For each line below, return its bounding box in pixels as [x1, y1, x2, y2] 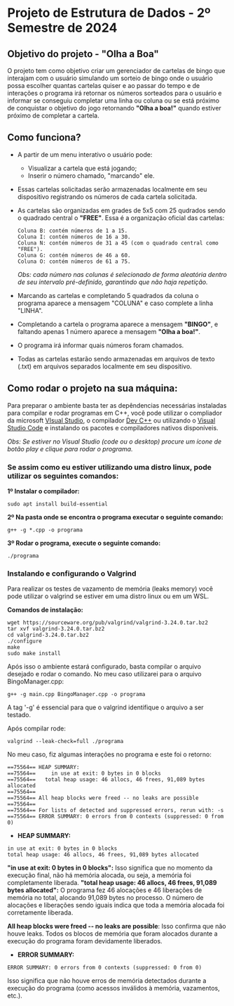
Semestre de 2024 [7, 20, 118, 36]
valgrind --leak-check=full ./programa [7, 738, 124, 745]
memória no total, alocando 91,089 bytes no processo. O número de [7, 894, 204, 902]
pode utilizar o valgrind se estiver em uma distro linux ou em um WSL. [7, 592, 209, 600]
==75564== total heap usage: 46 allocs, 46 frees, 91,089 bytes [7, 776, 205, 783]
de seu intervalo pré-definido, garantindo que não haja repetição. [17, 278, 208, 286]
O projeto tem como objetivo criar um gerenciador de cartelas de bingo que [7, 67, 226, 75]
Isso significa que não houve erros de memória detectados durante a [7, 976, 207, 985]
